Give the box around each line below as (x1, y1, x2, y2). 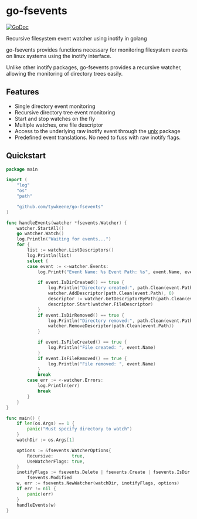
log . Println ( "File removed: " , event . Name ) (47, 361, 157, 367)
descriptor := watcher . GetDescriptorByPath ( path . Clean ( (47, 296, 188, 302)
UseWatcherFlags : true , (27, 459, 85, 464)
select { (27, 258, 49, 264)
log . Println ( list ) (27, 252, 72, 259)
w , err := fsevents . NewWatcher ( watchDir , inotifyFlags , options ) (16, 480, 180, 486)
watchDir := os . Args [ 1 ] (16, 437, 75, 443)
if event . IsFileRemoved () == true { (37, 355, 127, 361)
